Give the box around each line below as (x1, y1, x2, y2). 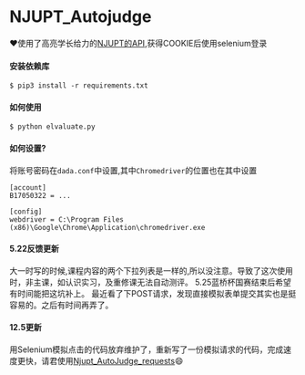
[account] (9, 182, 47, 193)
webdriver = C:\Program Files (9, 214, 125, 224)
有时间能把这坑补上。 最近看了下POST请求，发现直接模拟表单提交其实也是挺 (9, 287, 297, 298)
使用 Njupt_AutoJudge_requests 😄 (56, 355, 184, 366)
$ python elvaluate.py (9, 122, 96, 131)
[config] (9, 207, 43, 216)
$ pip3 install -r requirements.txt (9, 81, 148, 90)
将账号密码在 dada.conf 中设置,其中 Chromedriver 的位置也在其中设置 (9, 164, 258, 175)
